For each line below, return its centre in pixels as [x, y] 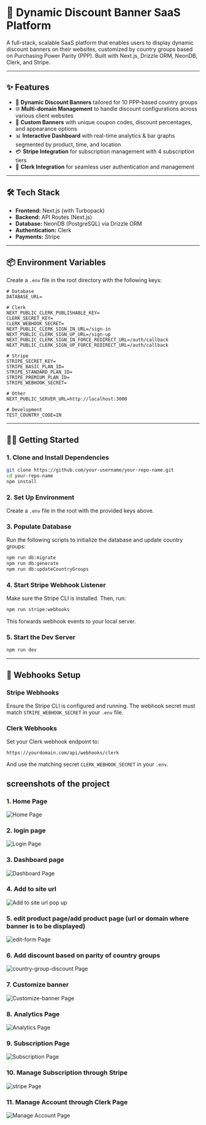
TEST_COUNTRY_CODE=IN [34, 415]
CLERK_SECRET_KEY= [30, 318]
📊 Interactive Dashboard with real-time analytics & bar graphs [95, 135]
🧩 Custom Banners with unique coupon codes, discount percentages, [104, 122]
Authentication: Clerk [43, 230]
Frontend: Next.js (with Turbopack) [60, 210]
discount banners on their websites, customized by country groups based [100, 49]
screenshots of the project [58, 784]
